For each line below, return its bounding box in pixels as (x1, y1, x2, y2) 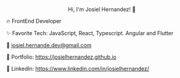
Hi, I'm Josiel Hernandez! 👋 (67, 6, 136, 13)
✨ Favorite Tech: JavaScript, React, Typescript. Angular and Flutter (6, 30, 174, 36)
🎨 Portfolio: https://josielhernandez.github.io (6, 53, 117, 60)
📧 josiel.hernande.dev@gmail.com (6, 42, 92, 48)
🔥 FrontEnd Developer (6, 18, 62, 24)
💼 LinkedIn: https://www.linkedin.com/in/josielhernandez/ (6, 65, 150, 72)
